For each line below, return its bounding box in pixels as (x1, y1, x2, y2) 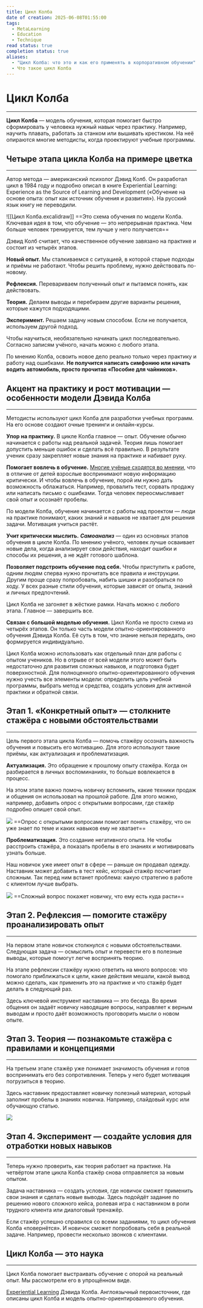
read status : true (6, 43, 53, 49)
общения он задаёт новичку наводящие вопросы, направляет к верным (6, 1003, 193, 1011)
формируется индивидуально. (6, 638, 85, 645)
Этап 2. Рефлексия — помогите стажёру (6, 910, 167, 921)
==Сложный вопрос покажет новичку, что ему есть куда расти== (13, 892, 185, 899)
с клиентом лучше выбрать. (6, 880, 79, 887)
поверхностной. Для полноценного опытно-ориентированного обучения (6, 669, 195, 676)
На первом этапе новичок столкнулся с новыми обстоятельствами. (6, 941, 182, 948)
